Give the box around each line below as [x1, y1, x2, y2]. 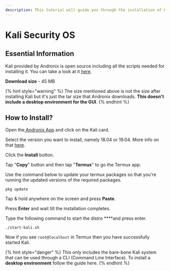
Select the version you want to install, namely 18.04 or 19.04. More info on [5, 137, 159, 143]
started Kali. [5, 240, 30, 246]
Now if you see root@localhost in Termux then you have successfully [5, 234, 150, 240]
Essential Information [5, 49, 74, 58]
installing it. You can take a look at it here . [5, 68, 92, 74]
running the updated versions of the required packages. [5, 177, 122, 183]
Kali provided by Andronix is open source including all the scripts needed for [5, 63, 165, 69]
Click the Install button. [5, 152, 54, 158]
